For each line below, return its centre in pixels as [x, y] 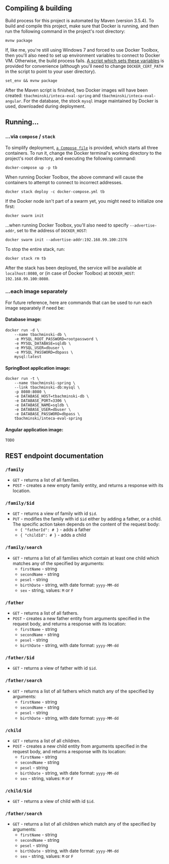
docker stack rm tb [26, 258]
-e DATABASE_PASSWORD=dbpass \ [47, 414]
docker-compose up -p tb [31, 167]
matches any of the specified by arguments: [58, 563]
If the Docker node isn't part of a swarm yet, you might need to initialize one [84, 201]
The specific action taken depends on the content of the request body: [86, 524]
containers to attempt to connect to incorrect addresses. [64, 182]
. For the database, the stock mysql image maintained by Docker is [90, 101]
